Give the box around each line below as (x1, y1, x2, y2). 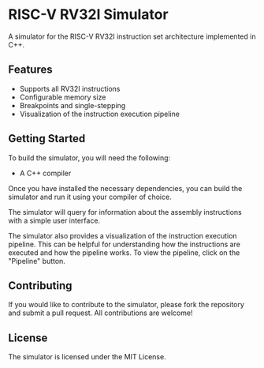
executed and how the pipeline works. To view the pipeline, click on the (8, 247, 240, 257)
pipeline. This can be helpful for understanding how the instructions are (8, 239, 240, 249)
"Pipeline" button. (8, 256, 65, 265)
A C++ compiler (19, 168, 72, 178)
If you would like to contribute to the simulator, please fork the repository (8, 300, 244, 310)
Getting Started (8, 132, 86, 145)
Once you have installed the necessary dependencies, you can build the (8, 183, 243, 193)
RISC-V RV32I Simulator (8, 6, 169, 24)
